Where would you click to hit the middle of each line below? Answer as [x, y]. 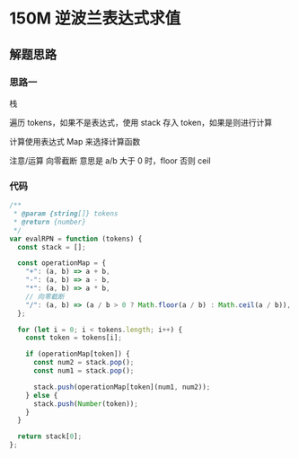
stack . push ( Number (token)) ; [86, 404]
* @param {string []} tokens [66, 214]
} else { [42, 395]
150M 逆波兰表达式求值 [95, 18]
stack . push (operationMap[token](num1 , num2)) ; [122, 387]
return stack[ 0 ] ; [50, 436]
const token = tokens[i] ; [74, 338]
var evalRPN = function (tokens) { [76, 239]
